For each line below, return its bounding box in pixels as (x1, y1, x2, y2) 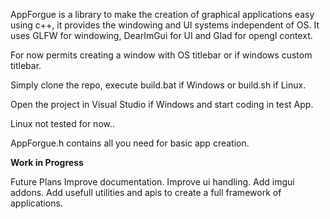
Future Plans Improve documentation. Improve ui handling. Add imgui (10, 176, 295, 188)
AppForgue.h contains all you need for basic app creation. (10, 137, 250, 149)
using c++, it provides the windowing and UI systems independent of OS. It (10, 19, 320, 31)
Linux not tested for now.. (10, 118, 116, 129)
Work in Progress (10, 157, 84, 168)
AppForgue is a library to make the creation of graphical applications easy (10, 9, 315, 20)
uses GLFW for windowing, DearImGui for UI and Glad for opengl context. (10, 30, 313, 41)
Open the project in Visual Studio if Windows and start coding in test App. (10, 99, 314, 110)
